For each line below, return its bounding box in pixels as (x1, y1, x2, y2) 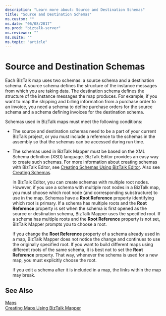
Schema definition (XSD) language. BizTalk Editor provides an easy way (12, 153, 159, 159)
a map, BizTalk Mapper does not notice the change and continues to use (12, 236, 161, 242)
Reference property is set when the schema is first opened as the (12, 205, 147, 211)
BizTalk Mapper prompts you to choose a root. (12, 221, 107, 227)
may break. (12, 272, 36, 278)
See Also (5, 286, 33, 295)
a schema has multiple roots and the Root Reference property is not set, (12, 216, 160, 222)
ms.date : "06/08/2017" (5, 21, 52, 26)
